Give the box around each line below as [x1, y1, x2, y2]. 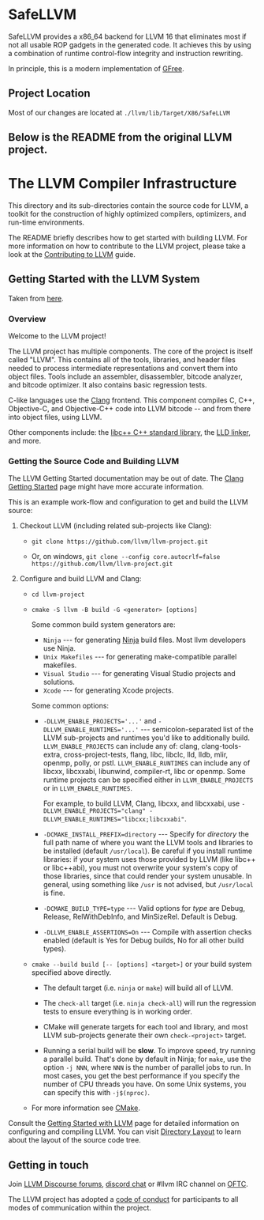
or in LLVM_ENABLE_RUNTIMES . [43, 784, 132, 793]
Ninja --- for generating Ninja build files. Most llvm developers [43, 635, 247, 645]
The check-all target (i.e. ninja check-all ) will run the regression [43, 999, 257, 1008]
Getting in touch [8, 1158, 89, 1172]
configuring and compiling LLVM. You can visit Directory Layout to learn [8, 1127, 242, 1136]
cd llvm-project [31, 591, 85, 599]
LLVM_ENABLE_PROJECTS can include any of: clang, [43, 742, 200, 751]
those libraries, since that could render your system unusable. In [43, 871, 252, 881]
